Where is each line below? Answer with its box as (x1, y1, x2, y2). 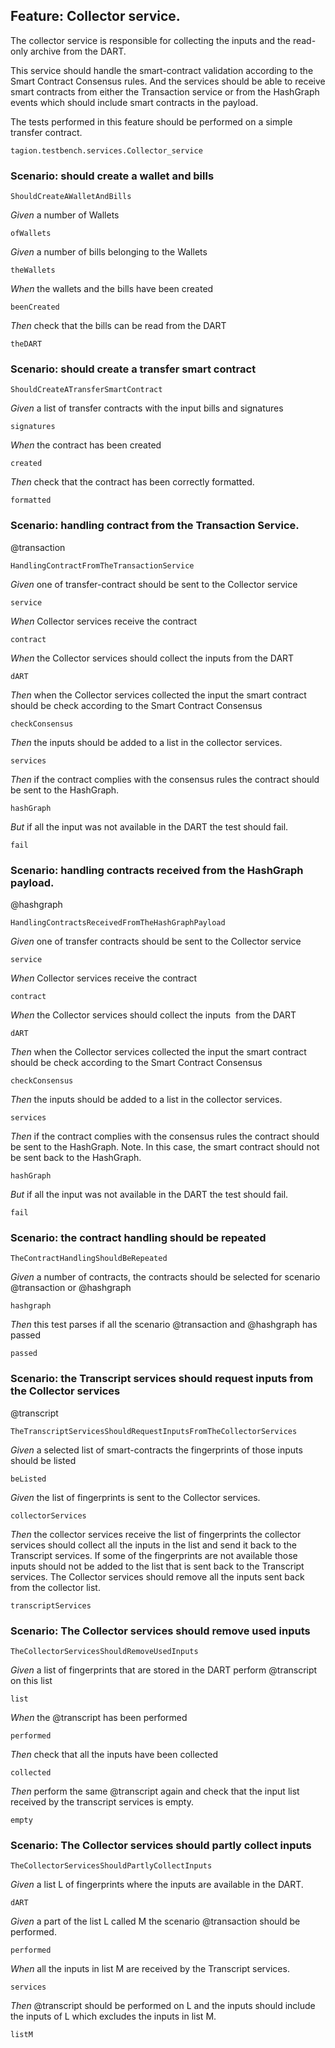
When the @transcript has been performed (10, 1711, 188, 1723)
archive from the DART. (29, 45, 127, 57)
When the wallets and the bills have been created (10, 283, 214, 295)
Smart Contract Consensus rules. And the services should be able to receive (10, 75, 326, 87)
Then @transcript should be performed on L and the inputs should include (10, 2000, 316, 2012)
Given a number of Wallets (10, 209, 120, 221)
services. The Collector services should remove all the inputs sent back (10, 1570, 305, 1583)
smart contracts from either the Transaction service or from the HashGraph (10, 85, 320, 98)
